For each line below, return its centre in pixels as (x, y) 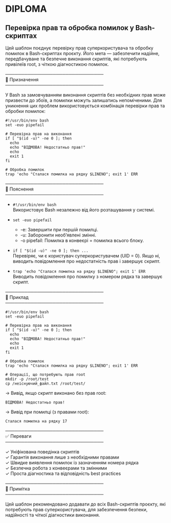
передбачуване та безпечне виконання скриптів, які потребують (76, 59)
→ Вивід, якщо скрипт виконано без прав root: (56, 393)
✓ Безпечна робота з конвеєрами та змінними (56, 468)
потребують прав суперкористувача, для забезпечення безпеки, (77, 509)
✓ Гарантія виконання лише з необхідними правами (62, 457)
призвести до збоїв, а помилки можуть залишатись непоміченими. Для (84, 100)
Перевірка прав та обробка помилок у (70, 28)
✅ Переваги (18, 436)
